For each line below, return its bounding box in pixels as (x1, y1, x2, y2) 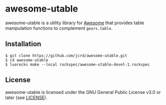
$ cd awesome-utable (5, 58, 49, 63)
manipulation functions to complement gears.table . (5, 25, 113, 31)
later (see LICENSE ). (5, 94, 48, 100)
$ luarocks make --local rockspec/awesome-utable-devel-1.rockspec (5, 62, 150, 67)
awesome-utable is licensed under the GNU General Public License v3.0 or (5, 89, 161, 95)
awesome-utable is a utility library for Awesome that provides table (5, 20, 145, 26)
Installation (5, 40, 41, 48)
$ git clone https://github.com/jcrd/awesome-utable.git (5, 53, 128, 58)
